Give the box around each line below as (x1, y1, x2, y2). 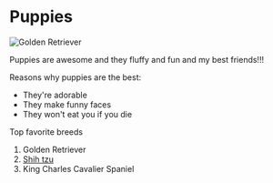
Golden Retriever (22, 144, 86, 155)
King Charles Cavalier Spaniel (22, 163, 135, 174)
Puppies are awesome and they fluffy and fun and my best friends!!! (9, 54, 265, 65)
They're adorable (22, 89, 88, 100)
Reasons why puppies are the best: (9, 71, 142, 83)
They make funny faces (22, 98, 112, 110)
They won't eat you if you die (22, 108, 133, 119)
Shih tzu (22, 153, 55, 165)
